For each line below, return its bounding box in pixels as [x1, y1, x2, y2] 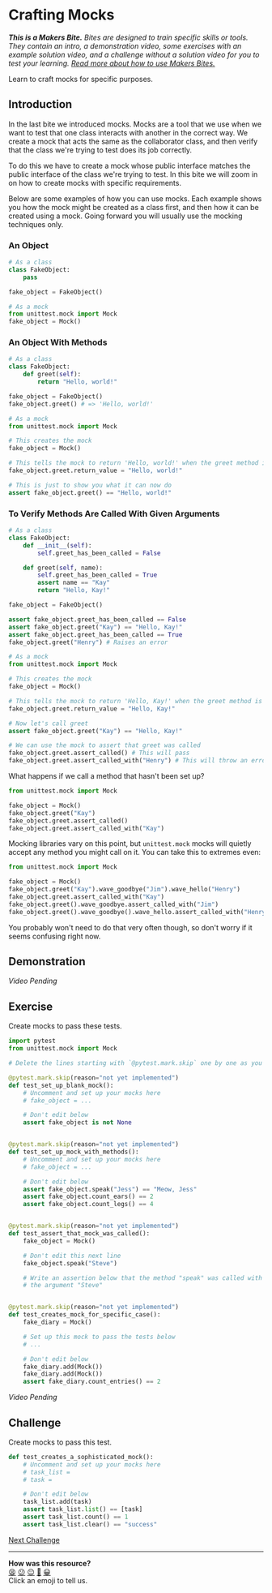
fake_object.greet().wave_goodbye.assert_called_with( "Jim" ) [8, 900, 219, 908]
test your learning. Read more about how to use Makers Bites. [8, 58, 216, 68]
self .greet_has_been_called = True [37, 571, 158, 579]
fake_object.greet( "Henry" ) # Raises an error [8, 638, 168, 646]
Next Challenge [8, 1535, 61, 1544]
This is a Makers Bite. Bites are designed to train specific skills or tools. [8, 32, 249, 42]
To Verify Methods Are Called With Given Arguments [8, 508, 220, 519]
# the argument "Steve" [23, 1282, 104, 1290]
